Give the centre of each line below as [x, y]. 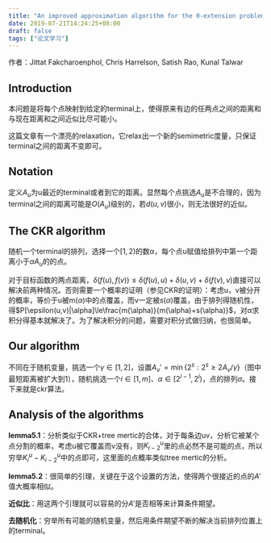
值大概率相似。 [33, 486]
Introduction [40, 88]
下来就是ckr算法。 [38, 389]
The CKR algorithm [57, 231]
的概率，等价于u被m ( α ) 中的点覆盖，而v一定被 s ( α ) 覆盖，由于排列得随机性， [133, 300]
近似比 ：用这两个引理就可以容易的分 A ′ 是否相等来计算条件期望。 [114, 503]
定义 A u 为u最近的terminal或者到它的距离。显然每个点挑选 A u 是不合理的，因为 [135, 193]
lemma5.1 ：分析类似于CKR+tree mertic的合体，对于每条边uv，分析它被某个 [134, 435]
